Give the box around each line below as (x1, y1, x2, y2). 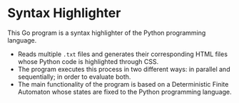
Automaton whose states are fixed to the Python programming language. (17, 87, 232, 96)
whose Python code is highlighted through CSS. (17, 57, 159, 65)
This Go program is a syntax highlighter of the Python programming (7, 28, 206, 37)
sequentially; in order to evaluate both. (17, 72, 131, 81)
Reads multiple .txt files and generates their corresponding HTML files (17, 50, 228, 58)
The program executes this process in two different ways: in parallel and (17, 65, 230, 73)
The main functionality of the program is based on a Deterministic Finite (17, 80, 229, 88)
